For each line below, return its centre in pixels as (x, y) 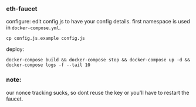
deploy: (15, 49)
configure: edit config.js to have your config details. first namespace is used (98, 22)
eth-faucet (22, 9)
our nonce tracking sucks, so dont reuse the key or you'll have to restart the (98, 92)
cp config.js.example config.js (45, 39)
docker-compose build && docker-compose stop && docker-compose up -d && (98, 60)
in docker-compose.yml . (33, 27)
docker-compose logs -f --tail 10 (48, 65)
